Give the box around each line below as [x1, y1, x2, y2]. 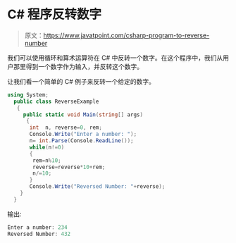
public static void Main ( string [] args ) [23, 111, 143, 118]
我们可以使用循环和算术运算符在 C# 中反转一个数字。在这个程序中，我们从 [7, 54, 223, 62]
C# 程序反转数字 [7, 6, 102, 23]
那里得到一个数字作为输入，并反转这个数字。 [13, 62, 143, 70]
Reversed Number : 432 [7, 230, 71, 237]
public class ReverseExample [13, 98, 99, 105]
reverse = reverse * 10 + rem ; [32, 163, 106, 170]
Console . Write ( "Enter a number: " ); [29, 131, 137, 138]
